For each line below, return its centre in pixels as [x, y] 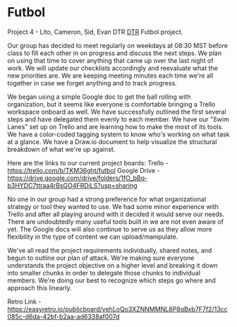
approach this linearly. [39, 287]
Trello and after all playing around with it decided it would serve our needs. [116, 214]
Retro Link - [24, 302]
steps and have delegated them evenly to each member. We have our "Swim [118, 119]
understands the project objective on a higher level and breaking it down [113, 265]
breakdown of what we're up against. [61, 149]
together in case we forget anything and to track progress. [92, 83]
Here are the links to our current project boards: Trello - [88, 162]
